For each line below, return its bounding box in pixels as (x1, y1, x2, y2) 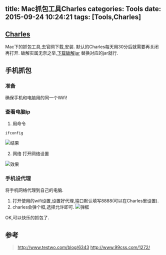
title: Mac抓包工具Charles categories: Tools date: (5, 4, 161, 13)
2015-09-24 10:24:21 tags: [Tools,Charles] (5, 13, 141, 21)
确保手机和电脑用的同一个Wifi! (5, 94, 67, 100)
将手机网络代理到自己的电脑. (5, 187, 64, 193)
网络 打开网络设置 (12, 150, 49, 156)
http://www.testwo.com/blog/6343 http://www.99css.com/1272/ (17, 244, 150, 250)
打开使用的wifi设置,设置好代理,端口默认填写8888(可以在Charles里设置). (12, 198, 159, 204)
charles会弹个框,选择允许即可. (12, 204, 74, 210)
